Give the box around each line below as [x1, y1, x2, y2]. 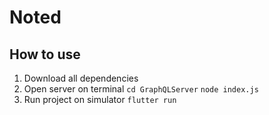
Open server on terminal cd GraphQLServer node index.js [23, 83, 259, 95]
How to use [9, 46, 81, 63]
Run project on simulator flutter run [23, 94, 177, 105]
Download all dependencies [23, 72, 139, 84]
